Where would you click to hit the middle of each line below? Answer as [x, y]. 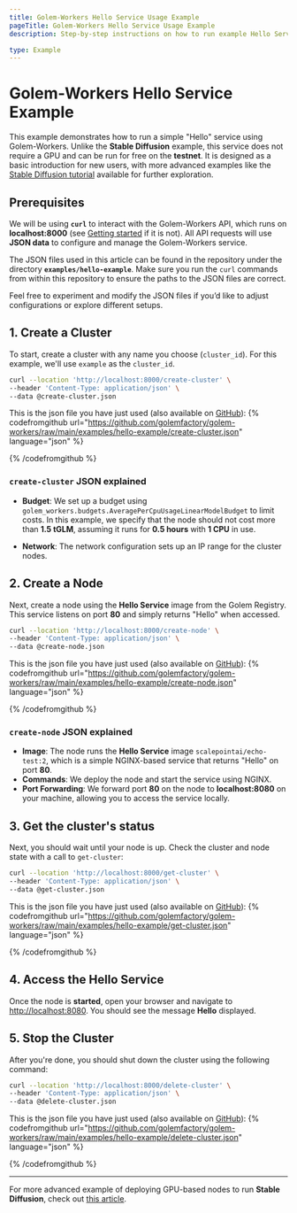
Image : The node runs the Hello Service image [108, 751]
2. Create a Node [56, 584]
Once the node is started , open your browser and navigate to [121, 1001]
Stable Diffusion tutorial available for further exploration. [111, 174]
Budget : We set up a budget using [84, 500]
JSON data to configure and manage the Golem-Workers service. [128, 243]
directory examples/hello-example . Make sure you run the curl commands [144, 269]
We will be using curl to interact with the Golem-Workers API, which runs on [148, 224]
